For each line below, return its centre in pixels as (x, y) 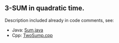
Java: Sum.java (27, 30)
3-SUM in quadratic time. (45, 8)
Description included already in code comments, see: (59, 20)
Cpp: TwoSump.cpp (32, 35)
